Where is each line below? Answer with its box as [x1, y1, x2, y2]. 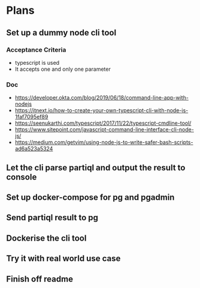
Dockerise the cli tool [6, 233, 87, 243]
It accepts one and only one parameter [14, 65, 111, 73]
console [6, 172, 37, 182]
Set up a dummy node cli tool [6, 28, 117, 38]
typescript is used [14, 59, 60, 66]
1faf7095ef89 [14, 113, 49, 121]
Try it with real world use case [6, 253, 121, 264]
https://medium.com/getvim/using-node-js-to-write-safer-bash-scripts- [14, 139, 193, 146]
